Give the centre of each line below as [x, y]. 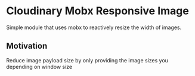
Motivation [27, 46]
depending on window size [39, 66]
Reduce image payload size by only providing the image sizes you [87, 60]
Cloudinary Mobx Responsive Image [97, 11]
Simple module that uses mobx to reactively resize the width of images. [94, 27]
